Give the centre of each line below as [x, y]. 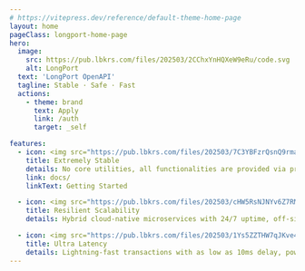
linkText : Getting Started [77, 186]
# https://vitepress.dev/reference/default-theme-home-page [126, 18]
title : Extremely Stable [73, 160]
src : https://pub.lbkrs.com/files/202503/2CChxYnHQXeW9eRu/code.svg [158, 60]
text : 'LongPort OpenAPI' [67, 77]
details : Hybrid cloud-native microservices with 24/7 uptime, [148, 219]
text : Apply [56, 111]
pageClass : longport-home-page [69, 34]
